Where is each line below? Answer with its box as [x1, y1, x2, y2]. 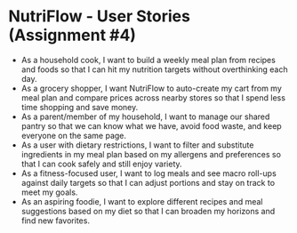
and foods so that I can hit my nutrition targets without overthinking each [20, 64, 288, 75]
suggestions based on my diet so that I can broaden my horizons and [20, 205, 276, 216]
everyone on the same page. [20, 130, 126, 141]
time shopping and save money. [20, 101, 139, 112]
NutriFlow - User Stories [8, 6, 190, 27]
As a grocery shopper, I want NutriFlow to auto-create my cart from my [20, 83, 282, 93]
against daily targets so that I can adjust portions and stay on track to [20, 177, 276, 188]
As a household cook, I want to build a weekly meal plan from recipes [20, 54, 277, 65]
